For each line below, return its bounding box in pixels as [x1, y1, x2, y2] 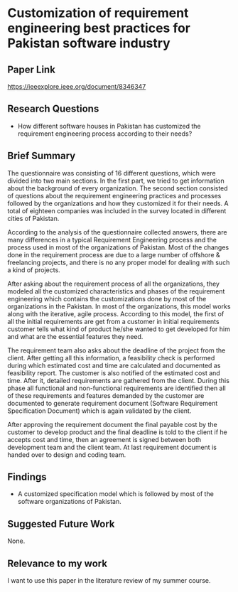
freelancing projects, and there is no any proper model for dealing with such [7, 258, 230, 267]
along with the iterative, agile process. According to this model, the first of [7, 309, 225, 318]
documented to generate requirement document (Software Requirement [7, 399, 218, 407]
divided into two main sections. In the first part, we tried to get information [7, 176, 225, 185]
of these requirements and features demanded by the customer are [7, 391, 205, 399]
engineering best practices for [7, 20, 190, 36]
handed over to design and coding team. [7, 450, 126, 459]
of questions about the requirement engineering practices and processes [7, 191, 222, 200]
